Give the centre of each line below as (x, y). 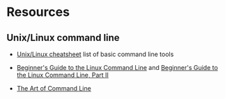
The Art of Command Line (54, 88)
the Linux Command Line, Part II (63, 75)
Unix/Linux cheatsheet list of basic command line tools (95, 54)
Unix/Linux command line (63, 38)
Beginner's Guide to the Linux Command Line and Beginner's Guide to (117, 67)
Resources (38, 12)
